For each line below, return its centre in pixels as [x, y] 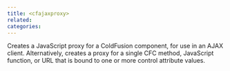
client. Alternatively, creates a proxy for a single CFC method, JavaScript [111, 53]
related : [20, 20]
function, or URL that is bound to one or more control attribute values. [106, 61]
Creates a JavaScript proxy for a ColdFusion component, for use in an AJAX [115, 46]
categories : [24, 26]
